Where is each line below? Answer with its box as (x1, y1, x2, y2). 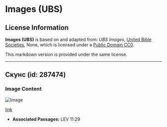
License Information (5, 23, 69, 32)
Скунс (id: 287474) (5, 71, 66, 79)
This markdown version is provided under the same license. (5, 51, 128, 57)
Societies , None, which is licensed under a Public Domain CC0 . (5, 42, 135, 48)
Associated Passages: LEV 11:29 (12, 116, 81, 122)
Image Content (5, 86, 42, 93)
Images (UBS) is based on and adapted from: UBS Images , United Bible (5, 36, 152, 42)
